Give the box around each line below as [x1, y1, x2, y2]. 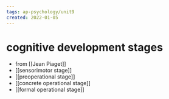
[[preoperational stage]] [15, 73, 75, 80]
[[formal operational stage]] [15, 86, 84, 94]
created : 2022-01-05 [6, 14, 59, 21]
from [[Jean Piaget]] [15, 60, 66, 68]
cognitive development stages [6, 40, 163, 54]
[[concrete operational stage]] [15, 80, 91, 87]
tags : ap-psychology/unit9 [6, 8, 75, 15]
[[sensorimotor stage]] [15, 67, 72, 74]
